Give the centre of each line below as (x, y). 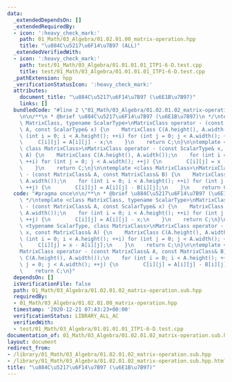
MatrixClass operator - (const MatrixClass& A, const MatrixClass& (118, 252)
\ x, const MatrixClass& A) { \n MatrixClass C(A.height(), (111, 233)
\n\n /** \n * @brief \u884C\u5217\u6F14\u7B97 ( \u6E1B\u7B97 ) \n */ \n (120, 116)
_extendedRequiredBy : (45, 26)
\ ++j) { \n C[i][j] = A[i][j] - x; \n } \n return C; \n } (120, 219)
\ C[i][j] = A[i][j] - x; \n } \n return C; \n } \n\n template (120, 143)
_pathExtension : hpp (43, 78)
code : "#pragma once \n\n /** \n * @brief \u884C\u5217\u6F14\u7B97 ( (113, 194)
